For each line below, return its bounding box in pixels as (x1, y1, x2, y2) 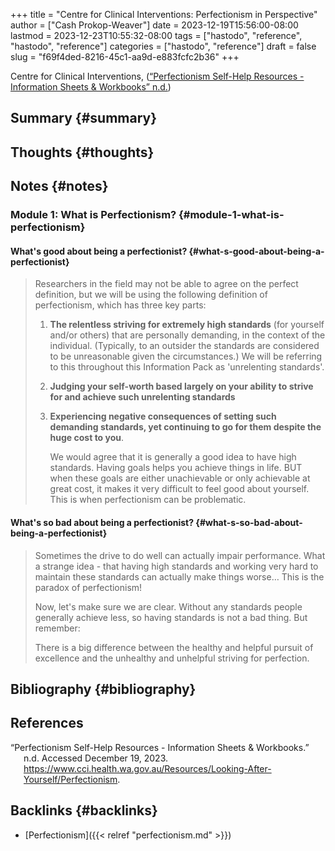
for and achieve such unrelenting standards (49, 391, 236, 403)
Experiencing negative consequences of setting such (49, 410, 277, 423)
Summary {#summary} (10, 110, 158, 127)
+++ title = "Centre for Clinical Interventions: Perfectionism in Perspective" (10, 9, 318, 20)
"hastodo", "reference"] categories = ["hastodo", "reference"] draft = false (10, 40, 317, 52)
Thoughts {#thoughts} (10, 144, 155, 161)
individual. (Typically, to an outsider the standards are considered (49, 340, 320, 352)
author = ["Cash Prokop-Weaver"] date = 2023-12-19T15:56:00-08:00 (10, 19, 299, 31)
